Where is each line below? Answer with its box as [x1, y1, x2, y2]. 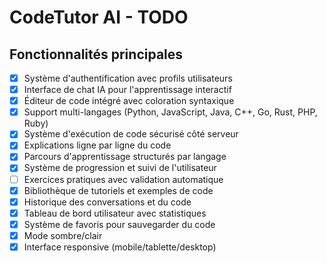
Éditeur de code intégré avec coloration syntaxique [23, 95, 235, 107]
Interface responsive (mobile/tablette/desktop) [23, 241, 217, 253]
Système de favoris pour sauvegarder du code [23, 218, 216, 230]
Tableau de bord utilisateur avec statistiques [23, 207, 207, 219]
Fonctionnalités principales [9, 46, 184, 63]
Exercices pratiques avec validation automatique [23, 173, 224, 185]
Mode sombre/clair [23, 229, 103, 241]
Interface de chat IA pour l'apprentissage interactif [23, 84, 232, 96]
